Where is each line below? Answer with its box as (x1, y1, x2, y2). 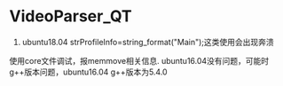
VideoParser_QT (9, 6, 132, 27)
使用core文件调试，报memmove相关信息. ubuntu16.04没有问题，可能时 (9, 55, 270, 66)
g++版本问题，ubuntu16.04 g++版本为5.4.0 (9, 66, 168, 77)
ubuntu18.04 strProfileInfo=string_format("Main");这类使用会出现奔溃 (21, 36, 275, 47)
